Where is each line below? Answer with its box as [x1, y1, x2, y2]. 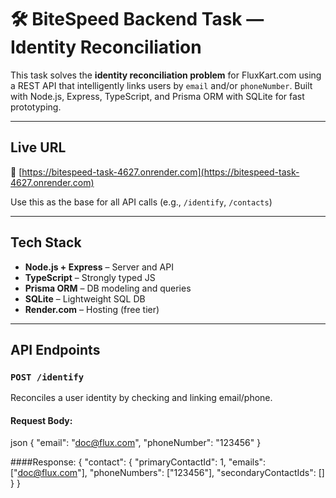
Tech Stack [10, 234, 82, 251]
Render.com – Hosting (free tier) [24, 303, 160, 315]
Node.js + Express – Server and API [24, 261, 174, 273]
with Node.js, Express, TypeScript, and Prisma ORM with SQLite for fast [10, 90, 305, 102]
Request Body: [10, 414, 73, 426]
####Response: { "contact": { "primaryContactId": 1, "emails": [10, 456, 267, 468]
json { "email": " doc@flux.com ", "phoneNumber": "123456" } [10, 437, 262, 449]
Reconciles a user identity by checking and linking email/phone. [10, 392, 273, 404]
